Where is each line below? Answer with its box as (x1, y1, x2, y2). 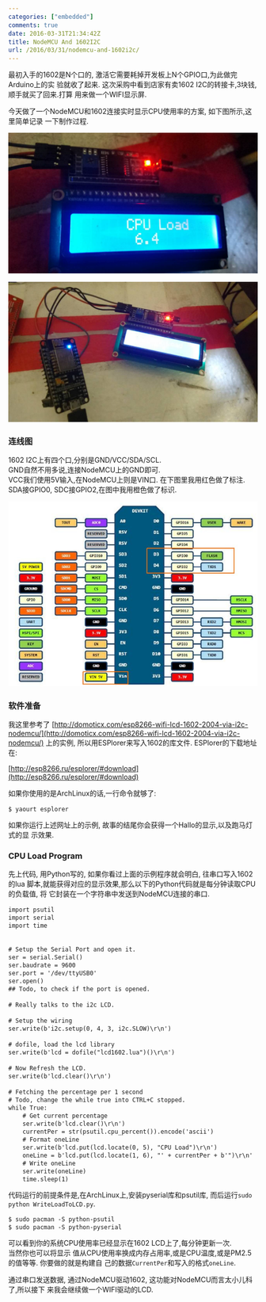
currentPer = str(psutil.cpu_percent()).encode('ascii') (22, 1128, 215, 1136)
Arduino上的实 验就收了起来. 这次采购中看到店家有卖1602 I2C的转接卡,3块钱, (8, 80, 257, 90)
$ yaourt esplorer (8, 805, 69, 814)
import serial (8, 914, 55, 922)
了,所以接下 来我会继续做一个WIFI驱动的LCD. (8, 1285, 154, 1295)
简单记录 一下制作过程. (14, 116, 89, 126)
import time (8, 922, 47, 930)
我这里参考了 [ (8, 720, 55, 729)
